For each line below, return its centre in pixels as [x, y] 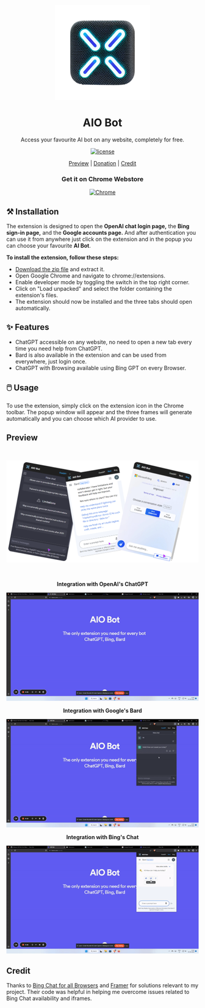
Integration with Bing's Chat [103, 837]
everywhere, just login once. [51, 361]
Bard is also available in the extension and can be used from [91, 355]
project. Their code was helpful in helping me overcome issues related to [98, 992]
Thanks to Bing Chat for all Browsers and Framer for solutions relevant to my [103, 985]
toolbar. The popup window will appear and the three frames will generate [99, 412]
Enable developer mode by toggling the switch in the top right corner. [103, 282]
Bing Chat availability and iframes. [49, 998]
